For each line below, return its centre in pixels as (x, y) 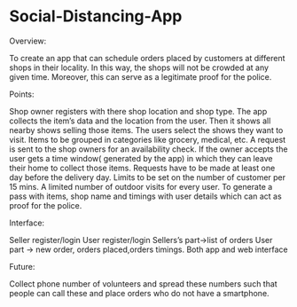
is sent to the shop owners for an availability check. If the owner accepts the (148, 149)
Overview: (28, 41)
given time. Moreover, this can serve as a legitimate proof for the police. (141, 76)
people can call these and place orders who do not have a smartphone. (139, 293)
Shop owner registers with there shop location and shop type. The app (138, 111)
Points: (22, 94)
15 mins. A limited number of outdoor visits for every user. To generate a (141, 186)
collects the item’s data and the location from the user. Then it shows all (140, 121)
